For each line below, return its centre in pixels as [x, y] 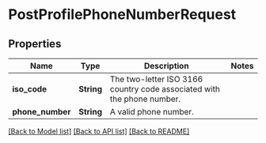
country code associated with [165, 89]
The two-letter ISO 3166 [156, 79]
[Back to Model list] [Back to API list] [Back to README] [99, 131]
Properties [35, 44]
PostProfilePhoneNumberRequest [122, 15]
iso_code [30, 89]
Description [166, 66]
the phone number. [145, 99]
